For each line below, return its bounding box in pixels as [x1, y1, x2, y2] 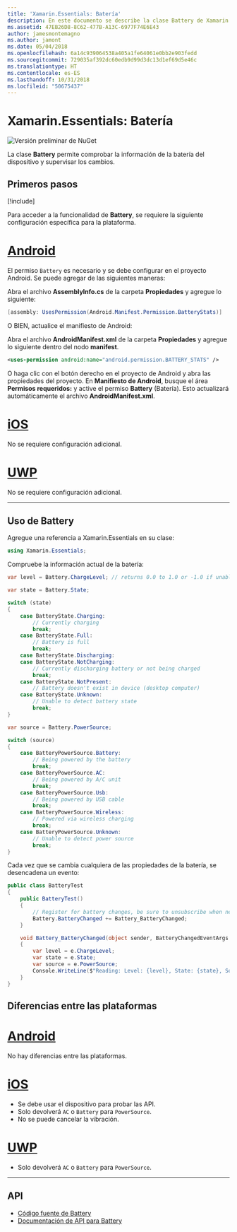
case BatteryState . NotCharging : [20, 658, 115, 665]
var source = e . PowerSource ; [32, 961, 119, 968]
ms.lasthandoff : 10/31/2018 [7, 76, 90, 83]
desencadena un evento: [7, 869, 80, 877]
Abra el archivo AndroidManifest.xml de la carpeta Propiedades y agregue [7, 335, 228, 344]
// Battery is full [32, 639, 90, 646]
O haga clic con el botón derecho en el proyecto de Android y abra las [7, 369, 212, 377]
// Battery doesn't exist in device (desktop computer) [32, 685, 200, 692]
